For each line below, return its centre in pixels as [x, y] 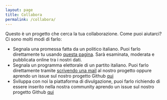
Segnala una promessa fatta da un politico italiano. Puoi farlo [77, 49]
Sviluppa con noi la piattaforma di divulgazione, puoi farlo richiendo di [86, 81]
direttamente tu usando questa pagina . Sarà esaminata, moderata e [83, 54]
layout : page [19, 10]
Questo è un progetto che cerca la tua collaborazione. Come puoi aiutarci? [83, 34]
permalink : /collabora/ [31, 19]
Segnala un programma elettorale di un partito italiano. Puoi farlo [81, 65]
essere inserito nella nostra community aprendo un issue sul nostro [83, 87]
